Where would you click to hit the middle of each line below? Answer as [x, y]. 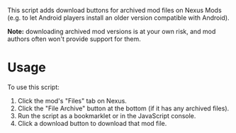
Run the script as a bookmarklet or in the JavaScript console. [107, 115]
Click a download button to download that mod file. [92, 123]
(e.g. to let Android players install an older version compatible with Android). [118, 18]
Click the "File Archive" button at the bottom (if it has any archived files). [123, 108]
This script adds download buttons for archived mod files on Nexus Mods [114, 10]
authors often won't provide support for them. [74, 39]
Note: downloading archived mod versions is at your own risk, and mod [112, 31]
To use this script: [33, 87]
